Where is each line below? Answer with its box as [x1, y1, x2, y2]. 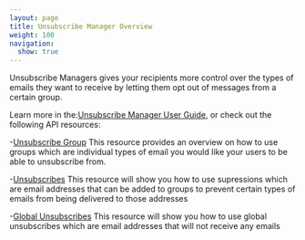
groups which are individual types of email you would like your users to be [9, 147, 289, 158]
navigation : [9, 38, 55, 48]
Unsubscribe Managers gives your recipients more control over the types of [9, 72, 294, 83]
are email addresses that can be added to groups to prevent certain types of [9, 183, 296, 194]
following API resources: [9, 120, 101, 130]
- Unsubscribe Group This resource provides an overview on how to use [9, 137, 279, 148]
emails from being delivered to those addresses [9, 193, 188, 204]
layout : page [9, 13, 59, 23]
